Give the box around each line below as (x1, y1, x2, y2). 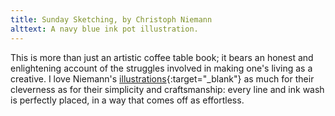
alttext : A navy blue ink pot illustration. (10, 24, 199, 34)
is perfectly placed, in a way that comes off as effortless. (10, 94, 245, 106)
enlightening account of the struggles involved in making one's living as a (10, 62, 313, 74)
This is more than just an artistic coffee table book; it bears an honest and (10, 51, 314, 63)
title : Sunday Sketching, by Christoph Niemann (10, 14, 213, 25)
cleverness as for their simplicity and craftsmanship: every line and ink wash (10, 83, 325, 95)
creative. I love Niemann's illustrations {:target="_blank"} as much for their (10, 72, 315, 85)
